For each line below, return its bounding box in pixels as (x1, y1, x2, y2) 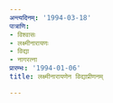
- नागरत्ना (9, 55, 38, 64)
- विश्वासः (9, 30, 36, 39)
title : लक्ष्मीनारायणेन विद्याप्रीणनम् (9, 72, 104, 81)
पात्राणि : (9, 22, 30, 31)
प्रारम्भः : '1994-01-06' (9, 64, 81, 73)
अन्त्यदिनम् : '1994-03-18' (9, 13, 92, 23)
